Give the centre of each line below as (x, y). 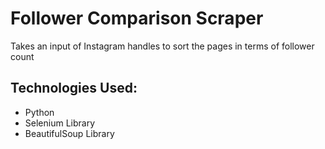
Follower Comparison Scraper (137, 18)
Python (39, 112)
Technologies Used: (74, 88)
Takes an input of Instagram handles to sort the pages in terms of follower (162, 46)
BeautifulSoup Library (69, 133)
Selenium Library (60, 123)
